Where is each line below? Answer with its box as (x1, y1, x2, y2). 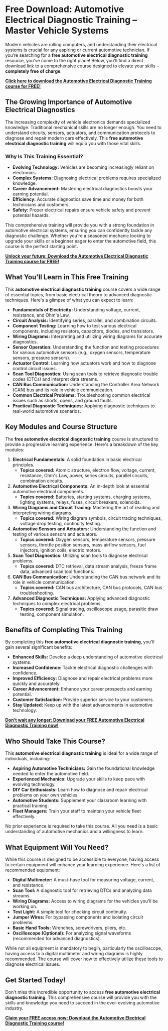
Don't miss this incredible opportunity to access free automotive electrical (5, 989, 160, 995)
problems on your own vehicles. (12, 792, 79, 798)
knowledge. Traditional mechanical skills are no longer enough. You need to (5, 124, 162, 130)
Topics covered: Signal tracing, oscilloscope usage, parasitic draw (20, 606, 158, 612)
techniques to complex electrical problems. (12, 600, 102, 606)
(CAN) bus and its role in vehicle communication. (12, 387, 114, 393)
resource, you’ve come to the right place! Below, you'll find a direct (5, 57, 144, 63)
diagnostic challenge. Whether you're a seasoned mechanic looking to (5, 233, 151, 239)
